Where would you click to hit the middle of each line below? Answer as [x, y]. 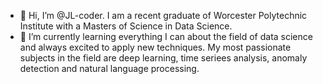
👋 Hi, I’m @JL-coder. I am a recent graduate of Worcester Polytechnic [163, 15]
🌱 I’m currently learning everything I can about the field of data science [166, 36]
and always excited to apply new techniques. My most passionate [155, 47]
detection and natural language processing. [109, 68]
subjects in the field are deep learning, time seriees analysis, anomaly [163, 58]
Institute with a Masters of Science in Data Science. [126, 26]
